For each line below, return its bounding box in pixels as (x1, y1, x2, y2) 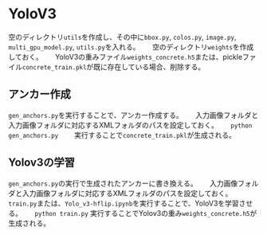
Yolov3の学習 (8, 156, 76, 170)
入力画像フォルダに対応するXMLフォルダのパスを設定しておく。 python (8, 120, 253, 130)
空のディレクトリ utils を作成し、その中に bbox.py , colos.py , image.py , (8, 32, 237, 41)
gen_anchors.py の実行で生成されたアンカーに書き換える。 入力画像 (8, 178, 238, 188)
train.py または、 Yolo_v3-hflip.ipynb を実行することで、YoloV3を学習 (8, 198, 239, 208)
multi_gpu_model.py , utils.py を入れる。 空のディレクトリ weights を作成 (8, 41, 254, 52)
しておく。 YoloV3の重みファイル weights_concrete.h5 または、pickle (8, 52, 243, 61)
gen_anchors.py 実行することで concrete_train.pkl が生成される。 (8, 130, 237, 139)
